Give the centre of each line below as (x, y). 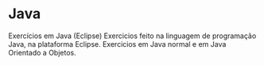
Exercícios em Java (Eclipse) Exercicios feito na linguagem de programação (132, 36)
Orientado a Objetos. (43, 52)
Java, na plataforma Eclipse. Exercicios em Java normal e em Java (117, 44)
